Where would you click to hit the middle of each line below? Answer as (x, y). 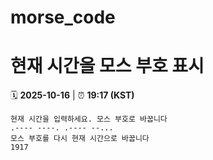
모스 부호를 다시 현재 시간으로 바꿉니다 (80, 139)
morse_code (63, 17)
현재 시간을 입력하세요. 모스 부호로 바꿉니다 (89, 119)
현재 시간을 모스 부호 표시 (107, 66)
